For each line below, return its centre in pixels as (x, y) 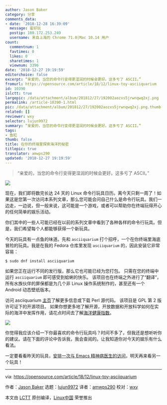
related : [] (17, 112)
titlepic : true (21, 149)
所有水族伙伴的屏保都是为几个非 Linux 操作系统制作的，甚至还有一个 (75, 283)
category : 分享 (20, 14)
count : (12, 42)
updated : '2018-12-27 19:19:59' (39, 158)
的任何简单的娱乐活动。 (29, 211)
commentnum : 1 (24, 47)
